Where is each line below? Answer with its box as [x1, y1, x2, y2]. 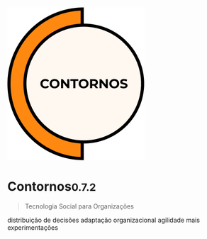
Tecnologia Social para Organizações [24, 201, 135, 211]
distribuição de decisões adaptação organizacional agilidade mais [7, 216, 201, 224]
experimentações [7, 223, 59, 232]
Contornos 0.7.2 [7, 179, 96, 195]
